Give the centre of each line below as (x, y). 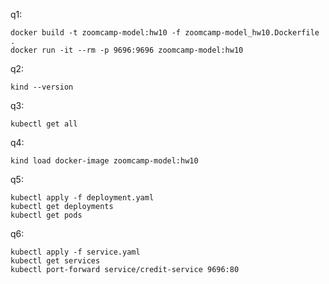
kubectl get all (44, 124)
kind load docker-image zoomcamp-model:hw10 (104, 161)
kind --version (42, 87)
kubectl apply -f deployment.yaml (82, 198)
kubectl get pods (46, 215)
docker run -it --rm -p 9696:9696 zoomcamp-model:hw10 (127, 50)
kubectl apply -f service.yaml (75, 252)
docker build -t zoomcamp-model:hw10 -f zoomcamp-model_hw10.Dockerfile (165, 33)
